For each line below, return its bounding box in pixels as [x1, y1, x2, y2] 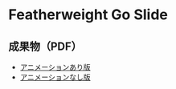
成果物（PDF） [8, 39, 83, 53]
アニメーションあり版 [19, 63, 91, 71]
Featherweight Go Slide [8, 6, 169, 24]
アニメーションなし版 [19, 72, 91, 82]
